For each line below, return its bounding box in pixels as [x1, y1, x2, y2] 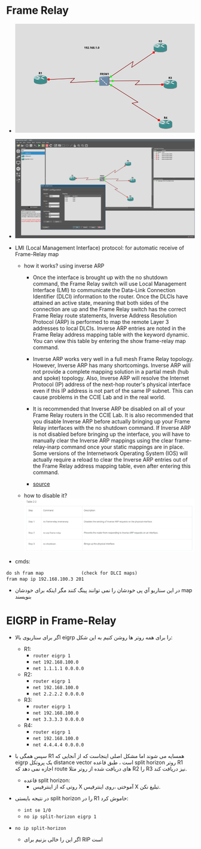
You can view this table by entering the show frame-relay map [32, 337, 187, 344]
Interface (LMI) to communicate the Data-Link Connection [32, 286, 176, 293]
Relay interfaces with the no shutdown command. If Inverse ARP [32, 424, 191, 431]
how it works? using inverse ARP [23, 262, 105, 269]
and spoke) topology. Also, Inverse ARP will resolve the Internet [32, 374, 190, 381]
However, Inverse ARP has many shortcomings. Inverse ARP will [32, 362, 191, 369]
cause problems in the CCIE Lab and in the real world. [32, 393, 166, 401]
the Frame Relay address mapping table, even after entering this [32, 462, 191, 469]
